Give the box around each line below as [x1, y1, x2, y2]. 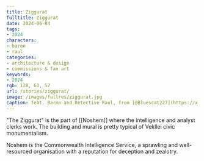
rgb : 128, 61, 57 [6, 83, 51, 89]
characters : [6, 37, 37, 43]
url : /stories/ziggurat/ [6, 88, 70, 95]
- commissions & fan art [6, 65, 70, 72]
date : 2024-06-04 [6, 20, 51, 26]
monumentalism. [6, 129, 48, 137]
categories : [6, 54, 37, 60]
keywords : [6, 71, 32, 77]
